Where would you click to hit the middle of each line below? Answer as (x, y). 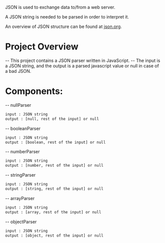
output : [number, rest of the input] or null (54, 166)
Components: (34, 91)
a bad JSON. (18, 71)
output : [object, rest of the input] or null (54, 236)
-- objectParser (21, 222)
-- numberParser (22, 152)
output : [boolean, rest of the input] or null (56, 142)
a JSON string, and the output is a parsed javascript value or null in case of (82, 66)
